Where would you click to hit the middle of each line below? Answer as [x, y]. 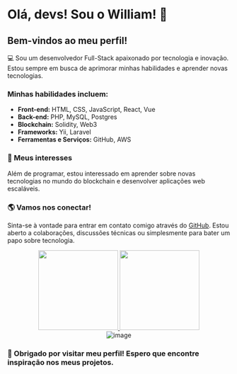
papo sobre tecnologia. [41, 240]
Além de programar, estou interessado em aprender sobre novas [102, 174]
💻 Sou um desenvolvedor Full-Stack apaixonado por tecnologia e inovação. [118, 58]
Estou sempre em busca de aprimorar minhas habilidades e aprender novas [117, 68]
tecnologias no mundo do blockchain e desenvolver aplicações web [106, 181]
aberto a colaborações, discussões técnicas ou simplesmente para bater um [119, 232]
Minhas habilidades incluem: [58, 93]
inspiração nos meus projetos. [61, 362]
